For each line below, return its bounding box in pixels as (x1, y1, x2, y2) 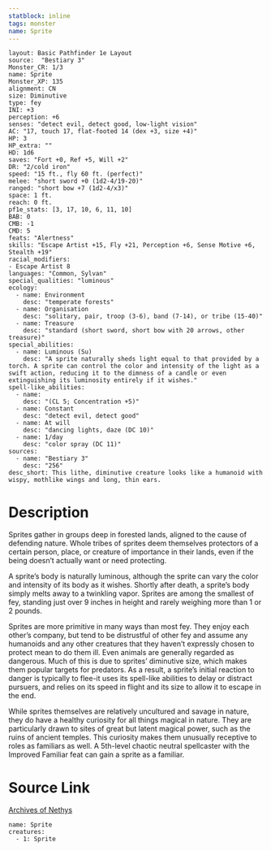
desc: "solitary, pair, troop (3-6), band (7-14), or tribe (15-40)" (23, 312, 264, 321)
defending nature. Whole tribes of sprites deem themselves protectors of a (8, 538, 259, 549)
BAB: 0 (8, 213, 31, 221)
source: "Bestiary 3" (8, 56, 85, 65)
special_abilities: (8, 341, 75, 350)
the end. (8, 691, 37, 701)
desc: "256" (23, 462, 63, 470)
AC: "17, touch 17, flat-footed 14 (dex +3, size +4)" (8, 128, 198, 136)
